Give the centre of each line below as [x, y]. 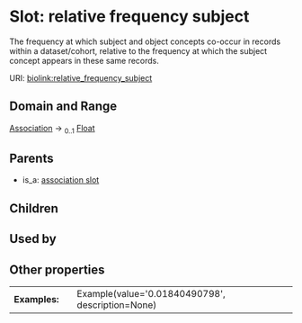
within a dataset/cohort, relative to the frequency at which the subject [138, 50]
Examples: [37, 299]
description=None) [117, 305]
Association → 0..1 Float [53, 129]
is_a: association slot [61, 180]
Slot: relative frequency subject [129, 17]
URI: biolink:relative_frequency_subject [81, 77]
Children [34, 208]
